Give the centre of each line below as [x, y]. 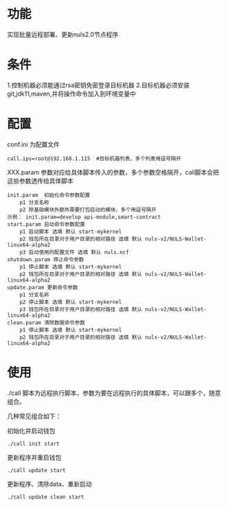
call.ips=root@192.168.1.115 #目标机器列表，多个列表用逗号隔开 [94, 159]
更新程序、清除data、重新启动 [49, 484]
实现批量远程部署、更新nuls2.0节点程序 [63, 34]
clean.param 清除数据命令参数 [46, 323]
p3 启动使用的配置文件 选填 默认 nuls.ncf [74, 252]
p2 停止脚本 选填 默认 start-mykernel [71, 302]
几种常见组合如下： [34, 416]
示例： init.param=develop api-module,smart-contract [84, 217]
